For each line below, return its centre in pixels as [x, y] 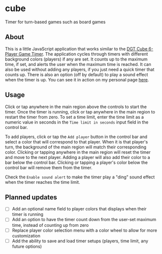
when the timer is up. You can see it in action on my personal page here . [77, 79]
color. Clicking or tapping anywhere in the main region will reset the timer [78, 152]
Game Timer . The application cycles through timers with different [83, 54]
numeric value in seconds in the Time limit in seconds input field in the [77, 122]
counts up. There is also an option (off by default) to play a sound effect [77, 74]
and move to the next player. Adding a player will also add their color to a [78, 157]
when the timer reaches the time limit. [43, 182]
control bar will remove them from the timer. [49, 167]
